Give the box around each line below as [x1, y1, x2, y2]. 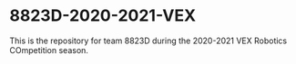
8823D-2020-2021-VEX [9, 5, 197, 26]
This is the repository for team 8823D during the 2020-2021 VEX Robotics [9, 35, 288, 46]
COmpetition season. [9, 44, 89, 55]
